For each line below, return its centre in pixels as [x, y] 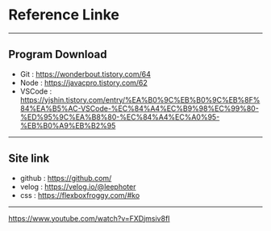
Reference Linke [64, 15]
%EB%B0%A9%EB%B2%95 [68, 125]
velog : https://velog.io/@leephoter [78, 187]
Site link [29, 159]
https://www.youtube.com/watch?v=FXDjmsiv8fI [90, 218]
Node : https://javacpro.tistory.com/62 [83, 82]
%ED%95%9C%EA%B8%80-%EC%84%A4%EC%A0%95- [120, 117]
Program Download [58, 55]
